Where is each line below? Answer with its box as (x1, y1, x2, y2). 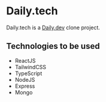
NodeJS (14, 76, 35, 83)
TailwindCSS (14, 63, 47, 70)
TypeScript (14, 70, 43, 77)
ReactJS (14, 57, 36, 64)
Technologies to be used (6, 41, 100, 51)
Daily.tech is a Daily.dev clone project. (6, 24, 101, 31)
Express (14, 82, 35, 89)
